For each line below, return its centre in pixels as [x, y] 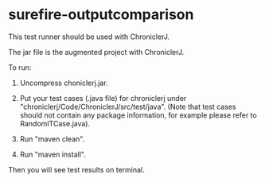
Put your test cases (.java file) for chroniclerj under [103, 98]
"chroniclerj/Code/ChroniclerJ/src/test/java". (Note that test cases [128, 106]
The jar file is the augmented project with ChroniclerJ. [96, 52]
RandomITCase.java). [55, 123]
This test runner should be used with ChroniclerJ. [89, 37]
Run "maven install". [53, 154]
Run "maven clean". [52, 139]
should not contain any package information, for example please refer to [138, 115]
